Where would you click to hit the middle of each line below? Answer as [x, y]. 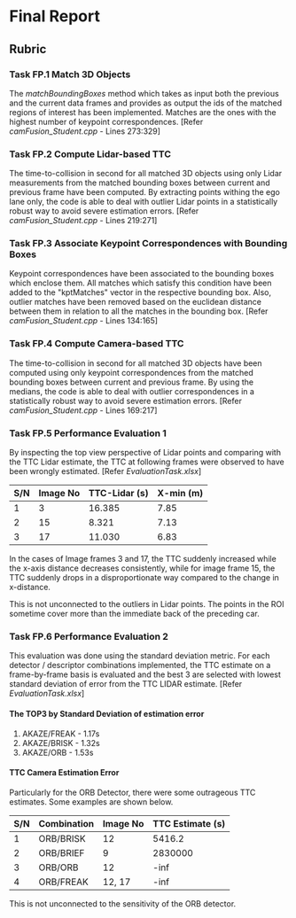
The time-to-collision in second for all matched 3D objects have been [136, 363]
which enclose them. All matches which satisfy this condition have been [140, 283]
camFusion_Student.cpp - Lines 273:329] [85, 131]
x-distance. [30, 587]
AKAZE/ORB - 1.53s [58, 752]
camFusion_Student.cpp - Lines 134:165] [83, 321]
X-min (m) [180, 494]
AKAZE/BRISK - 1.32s [61, 743]
